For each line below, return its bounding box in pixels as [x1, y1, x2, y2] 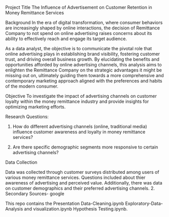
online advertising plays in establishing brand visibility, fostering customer [5, 51, 160, 57]
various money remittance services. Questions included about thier [5, 174, 146, 180]
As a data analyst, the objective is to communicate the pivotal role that [5, 46, 152, 51]
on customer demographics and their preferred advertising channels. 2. [5, 185, 155, 191]
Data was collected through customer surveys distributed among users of [5, 169, 159, 175]
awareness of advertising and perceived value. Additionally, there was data [5, 180, 162, 186]
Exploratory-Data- [125, 200, 163, 206]
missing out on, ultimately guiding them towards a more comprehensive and [5, 73, 164, 78]
